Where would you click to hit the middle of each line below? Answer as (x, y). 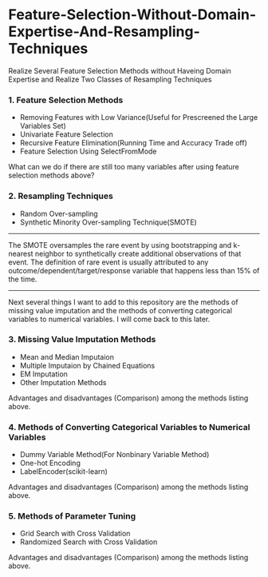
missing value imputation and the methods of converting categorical (120, 310)
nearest (21, 253)
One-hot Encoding (50, 463)
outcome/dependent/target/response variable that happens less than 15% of (134, 270)
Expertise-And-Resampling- (104, 32)
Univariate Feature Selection (66, 134)
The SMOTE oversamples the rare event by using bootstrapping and (120, 245)
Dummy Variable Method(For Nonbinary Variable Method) (114, 455)
